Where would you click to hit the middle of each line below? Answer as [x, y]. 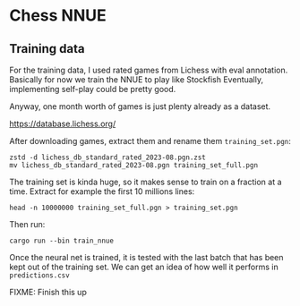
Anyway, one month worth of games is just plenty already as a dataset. [140, 106]
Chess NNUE [58, 16]
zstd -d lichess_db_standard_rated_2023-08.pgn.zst [107, 157]
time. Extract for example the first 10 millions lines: [102, 191]
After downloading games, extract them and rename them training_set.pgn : [150, 141]
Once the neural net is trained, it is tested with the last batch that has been [146, 257]
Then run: [27, 224]
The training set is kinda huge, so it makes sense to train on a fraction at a [146, 182]
